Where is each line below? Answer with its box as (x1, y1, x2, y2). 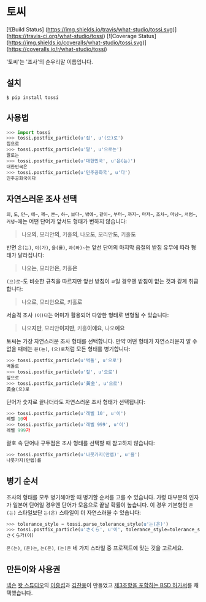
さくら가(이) (6, 533, 34, 539)
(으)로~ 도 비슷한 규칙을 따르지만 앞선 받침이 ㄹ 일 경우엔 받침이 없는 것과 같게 (6, 277, 188, 285)
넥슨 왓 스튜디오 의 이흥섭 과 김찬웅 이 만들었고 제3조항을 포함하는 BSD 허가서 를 (6, 582, 193, 588)
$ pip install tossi (6, 94, 59, 101)
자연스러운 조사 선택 (6, 194, 77, 204)
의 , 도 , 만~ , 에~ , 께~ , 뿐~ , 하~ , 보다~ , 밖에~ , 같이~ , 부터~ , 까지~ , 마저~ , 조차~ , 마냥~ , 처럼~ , (6, 210, 197, 218)
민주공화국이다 (6, 175, 36, 181)
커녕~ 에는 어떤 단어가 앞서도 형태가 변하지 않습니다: (6, 218, 128, 225)
